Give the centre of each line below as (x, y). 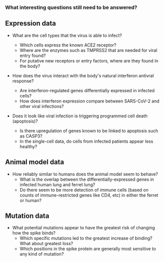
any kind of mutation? (42, 254)
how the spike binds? (34, 233)
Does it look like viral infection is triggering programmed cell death (80, 116)
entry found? (33, 55)
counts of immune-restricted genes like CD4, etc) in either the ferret (89, 195)
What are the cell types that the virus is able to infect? (67, 35)
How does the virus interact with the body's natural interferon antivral (83, 75)
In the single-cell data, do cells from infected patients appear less (86, 141)
